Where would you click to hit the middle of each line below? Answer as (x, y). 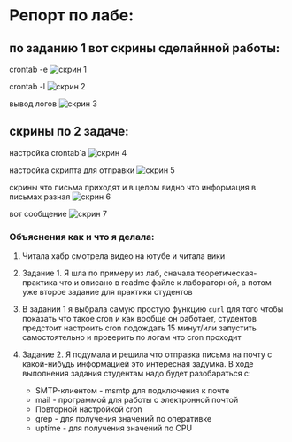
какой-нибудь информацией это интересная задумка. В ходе (138, 364)
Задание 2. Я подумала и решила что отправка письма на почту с (147, 354)
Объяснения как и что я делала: (82, 237)
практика (39, 283)
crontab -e (29, 69)
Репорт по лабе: (72, 16)
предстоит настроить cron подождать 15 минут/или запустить (139, 328)
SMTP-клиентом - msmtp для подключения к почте (132, 391)
